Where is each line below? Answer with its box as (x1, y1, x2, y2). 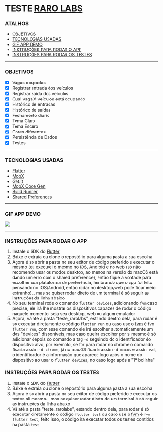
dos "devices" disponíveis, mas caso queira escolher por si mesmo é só (12, 331, 156, 337)
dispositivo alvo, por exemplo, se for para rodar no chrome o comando (12, 342, 153, 348)
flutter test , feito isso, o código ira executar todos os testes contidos (12, 416, 154, 422)
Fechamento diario (12, 113, 50, 118)
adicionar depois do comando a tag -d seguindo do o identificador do (12, 336, 151, 342)
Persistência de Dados (12, 134, 57, 140)
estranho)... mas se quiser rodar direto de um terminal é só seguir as (12, 290, 149, 296)
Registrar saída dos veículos (12, 90, 69, 96)
